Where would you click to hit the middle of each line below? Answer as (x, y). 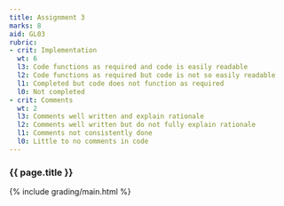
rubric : (24, 42)
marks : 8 (25, 26)
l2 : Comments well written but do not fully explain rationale (136, 125)
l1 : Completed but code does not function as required (121, 83)
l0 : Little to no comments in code (83, 141)
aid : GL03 (28, 34)
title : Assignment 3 (47, 17)
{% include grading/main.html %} (70, 192)
